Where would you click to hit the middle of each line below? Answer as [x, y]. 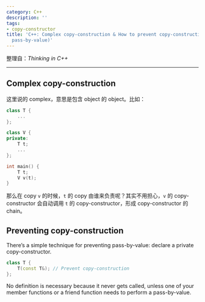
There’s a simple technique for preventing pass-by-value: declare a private [100, 245]
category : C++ [24, 12]
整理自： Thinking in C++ [37, 58]
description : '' [27, 18]
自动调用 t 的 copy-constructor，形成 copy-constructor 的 [115, 203]
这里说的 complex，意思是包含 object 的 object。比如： [76, 99]
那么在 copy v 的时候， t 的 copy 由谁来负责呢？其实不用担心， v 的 [90, 196]
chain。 [16, 211]
